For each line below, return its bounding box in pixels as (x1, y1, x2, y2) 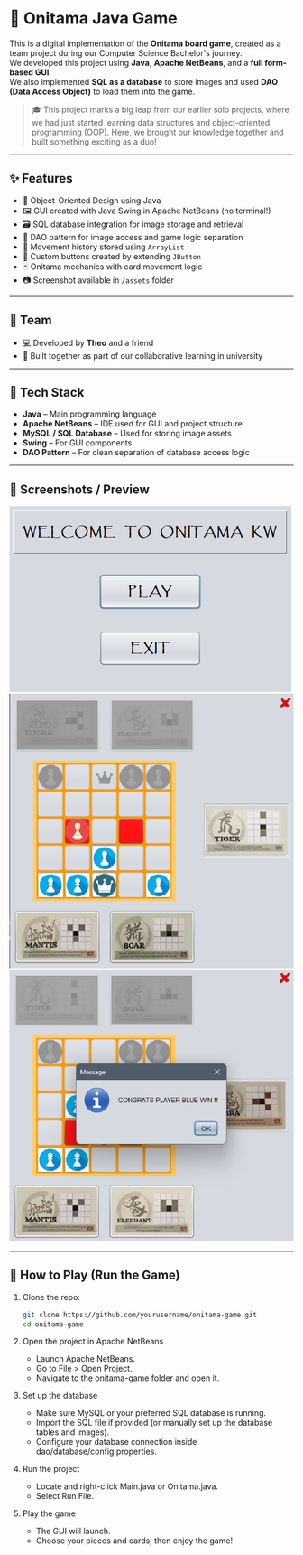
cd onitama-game (22, 1319, 84, 1329)
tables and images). (35, 1427, 110, 1438)
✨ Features (9, 171, 73, 186)
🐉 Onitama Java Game (9, 8, 178, 29)
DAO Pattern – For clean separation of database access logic (22, 447, 250, 458)
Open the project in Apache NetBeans (22, 1336, 164, 1347)
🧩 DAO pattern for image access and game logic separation (22, 231, 243, 242)
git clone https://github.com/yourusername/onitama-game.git (22, 1310, 258, 1319)
